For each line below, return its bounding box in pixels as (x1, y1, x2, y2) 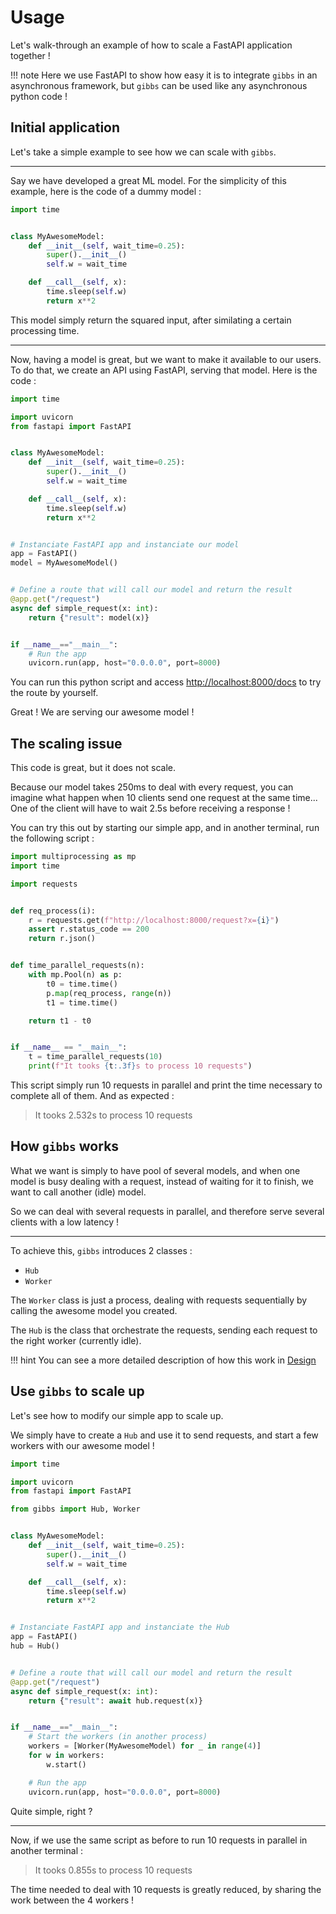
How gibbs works (10, 1138, 120, 1155)
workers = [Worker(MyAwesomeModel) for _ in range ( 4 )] (28, 1741, 262, 1751)
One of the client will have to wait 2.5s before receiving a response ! (10, 802, 291, 815)
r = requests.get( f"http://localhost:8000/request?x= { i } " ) (28, 915, 280, 925)
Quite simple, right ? (10, 1805, 93, 1817)
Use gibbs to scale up (10, 1383, 145, 1400)
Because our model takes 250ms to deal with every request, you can (10, 781, 294, 793)
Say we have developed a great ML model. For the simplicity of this (10, 174, 287, 186)
